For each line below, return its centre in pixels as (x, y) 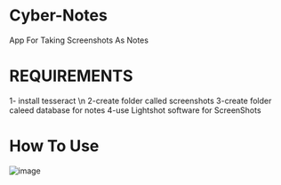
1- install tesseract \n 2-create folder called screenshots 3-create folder (140, 101)
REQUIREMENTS (71, 76)
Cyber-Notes (59, 16)
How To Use (54, 146)
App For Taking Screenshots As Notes (79, 40)
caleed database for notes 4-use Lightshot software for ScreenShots (135, 110)
